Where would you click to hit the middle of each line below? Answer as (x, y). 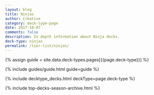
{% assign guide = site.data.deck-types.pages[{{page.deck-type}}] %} (77, 59)
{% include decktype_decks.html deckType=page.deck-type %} (70, 78)
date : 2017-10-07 (23, 28)
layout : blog (18, 9)
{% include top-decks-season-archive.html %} (53, 88)
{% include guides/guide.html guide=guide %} (52, 69)
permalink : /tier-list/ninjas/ (37, 46)
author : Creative (23, 19)
